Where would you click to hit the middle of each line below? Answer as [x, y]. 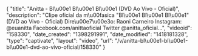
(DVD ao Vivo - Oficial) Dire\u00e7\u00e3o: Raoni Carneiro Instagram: [94, 21]
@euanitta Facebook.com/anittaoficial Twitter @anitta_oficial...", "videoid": [99, 28]
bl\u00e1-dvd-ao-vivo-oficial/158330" [54, 47]
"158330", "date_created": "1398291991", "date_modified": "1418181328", [97, 34]
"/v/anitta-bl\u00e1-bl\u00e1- [151, 41]
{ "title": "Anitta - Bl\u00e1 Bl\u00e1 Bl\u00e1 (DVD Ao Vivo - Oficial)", [93, 9]
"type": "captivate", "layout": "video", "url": [60, 41]
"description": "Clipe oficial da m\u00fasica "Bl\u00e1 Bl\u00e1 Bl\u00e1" [98, 15]
